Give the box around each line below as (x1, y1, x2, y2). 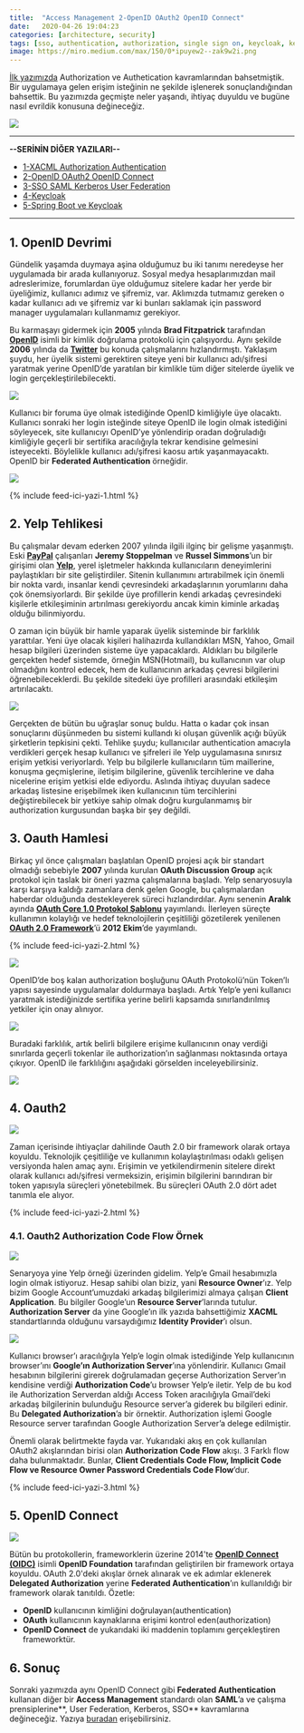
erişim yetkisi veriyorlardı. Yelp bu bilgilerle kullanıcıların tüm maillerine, (9, 756, 275, 767)
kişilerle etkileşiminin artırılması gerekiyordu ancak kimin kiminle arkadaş (9, 598, 280, 608)
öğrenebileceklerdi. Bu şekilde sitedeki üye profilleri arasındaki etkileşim (9, 673, 278, 685)
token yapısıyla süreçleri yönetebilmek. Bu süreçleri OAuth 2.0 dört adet (9, 1180, 278, 1191)
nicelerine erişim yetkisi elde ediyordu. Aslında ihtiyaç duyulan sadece (9, 775, 271, 786)
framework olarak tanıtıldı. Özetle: (9, 1588, 136, 1599)
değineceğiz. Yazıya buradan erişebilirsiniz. (9, 1713, 172, 1724)
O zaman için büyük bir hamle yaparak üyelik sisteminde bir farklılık (9, 625, 261, 636)
